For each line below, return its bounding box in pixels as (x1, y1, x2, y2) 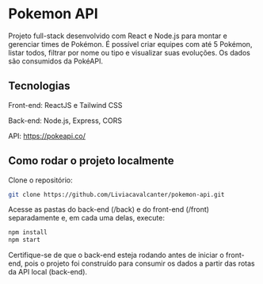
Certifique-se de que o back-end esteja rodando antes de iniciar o (8, 251, 224, 260)
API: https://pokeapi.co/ (8, 131, 86, 140)
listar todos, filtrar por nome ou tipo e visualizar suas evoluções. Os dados (8, 48, 251, 57)
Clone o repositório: (8, 175, 73, 185)
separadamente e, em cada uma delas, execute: (8, 213, 165, 223)
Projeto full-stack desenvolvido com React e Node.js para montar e (8, 31, 227, 40)
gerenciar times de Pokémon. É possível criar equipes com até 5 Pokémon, (8, 39, 253, 48)
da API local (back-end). (8, 267, 88, 277)
